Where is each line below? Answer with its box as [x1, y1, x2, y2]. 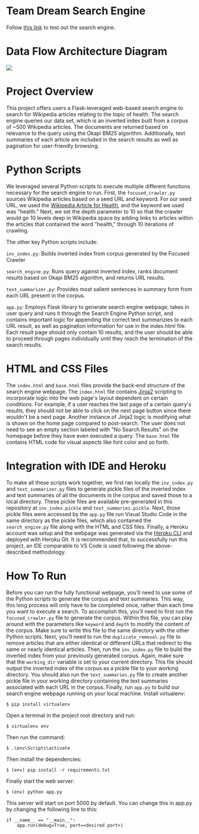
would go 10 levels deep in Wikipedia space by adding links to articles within [6, 214, 193, 221]
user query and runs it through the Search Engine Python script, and [6, 309, 173, 317]
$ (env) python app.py [6, 789, 62, 795]
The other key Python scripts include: [6, 238, 98, 245]
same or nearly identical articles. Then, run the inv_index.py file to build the [6, 646, 192, 653]
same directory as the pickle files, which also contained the [6, 517, 151, 524]
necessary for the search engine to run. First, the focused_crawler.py [6, 189, 175, 196]
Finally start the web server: [6, 777, 75, 785]
